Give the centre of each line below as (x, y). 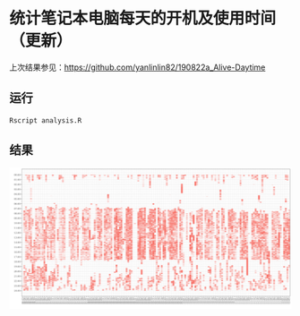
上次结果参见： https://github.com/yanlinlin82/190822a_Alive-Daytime (137, 67)
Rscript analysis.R (46, 120)
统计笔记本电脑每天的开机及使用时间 (143, 18)
